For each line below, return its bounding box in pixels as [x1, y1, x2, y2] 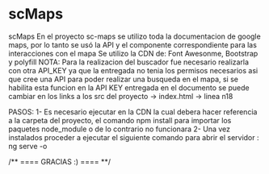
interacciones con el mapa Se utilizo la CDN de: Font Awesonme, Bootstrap [8, 48, 258, 58]
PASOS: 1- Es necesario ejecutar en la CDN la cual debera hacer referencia [8, 106, 258, 117]
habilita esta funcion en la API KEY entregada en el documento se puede [8, 82, 250, 93]
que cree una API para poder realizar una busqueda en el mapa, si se [8, 74, 238, 84]
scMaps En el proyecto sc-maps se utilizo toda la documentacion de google [8, 31, 261, 41]
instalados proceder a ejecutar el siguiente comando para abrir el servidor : [8, 132, 259, 142]
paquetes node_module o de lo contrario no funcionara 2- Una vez [8, 124, 231, 134]
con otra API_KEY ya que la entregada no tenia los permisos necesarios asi [8, 65, 258, 75]
